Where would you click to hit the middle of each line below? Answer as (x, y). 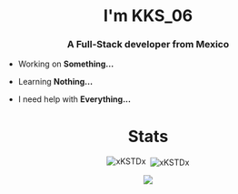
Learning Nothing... (55, 82)
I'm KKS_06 (148, 16)
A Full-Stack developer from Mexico (148, 45)
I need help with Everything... (74, 99)
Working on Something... (66, 64)
